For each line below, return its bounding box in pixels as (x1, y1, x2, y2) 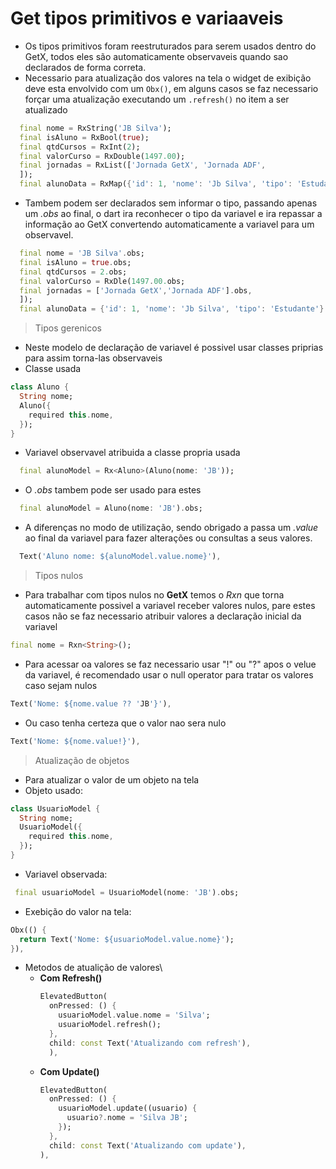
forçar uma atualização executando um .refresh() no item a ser (24, 93, 290, 105)
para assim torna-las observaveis (24, 352, 163, 364)
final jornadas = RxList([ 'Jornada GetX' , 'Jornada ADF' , (19, 160, 267, 171)
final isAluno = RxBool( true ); (19, 132, 150, 142)
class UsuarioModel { (10, 803, 101, 814)
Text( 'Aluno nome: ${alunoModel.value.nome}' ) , (19, 552, 222, 562)
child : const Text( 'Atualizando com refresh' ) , (48, 1038, 252, 1048)
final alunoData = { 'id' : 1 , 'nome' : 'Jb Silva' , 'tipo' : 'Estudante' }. (19, 304, 329, 314)
